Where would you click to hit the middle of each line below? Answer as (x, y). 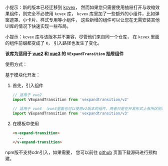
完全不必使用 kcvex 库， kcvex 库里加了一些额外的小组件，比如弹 (93, 13)
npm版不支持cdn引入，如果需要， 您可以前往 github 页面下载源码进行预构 (81, 152)
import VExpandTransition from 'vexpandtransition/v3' (71, 113)
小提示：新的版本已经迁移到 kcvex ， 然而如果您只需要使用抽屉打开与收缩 (80, 7)
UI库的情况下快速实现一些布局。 (38, 26)
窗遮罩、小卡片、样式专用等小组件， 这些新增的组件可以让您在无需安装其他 (82, 20)
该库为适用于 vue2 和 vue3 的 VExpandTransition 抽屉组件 (64, 53)
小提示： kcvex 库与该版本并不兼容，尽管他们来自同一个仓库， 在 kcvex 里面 (82, 37)
